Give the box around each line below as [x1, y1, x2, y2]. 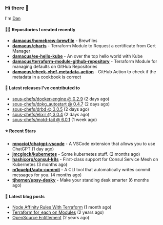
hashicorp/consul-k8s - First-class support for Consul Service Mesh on [12, 156, 159, 162]
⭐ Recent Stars [5, 128, 36, 134]
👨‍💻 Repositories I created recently [5, 26, 76, 32]
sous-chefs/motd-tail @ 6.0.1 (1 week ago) [12, 117, 97, 123]
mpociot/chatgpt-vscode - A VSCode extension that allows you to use [12, 141, 156, 146]
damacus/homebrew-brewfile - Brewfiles [12, 38, 98, 43]
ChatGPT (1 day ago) [12, 146, 54, 152]
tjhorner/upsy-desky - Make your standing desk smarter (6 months [12, 177, 149, 183]
